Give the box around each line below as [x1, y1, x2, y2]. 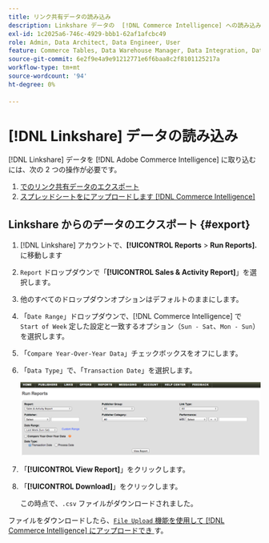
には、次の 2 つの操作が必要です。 [8, 165, 122, 175]
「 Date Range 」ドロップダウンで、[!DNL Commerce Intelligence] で [19, 312, 242, 321]
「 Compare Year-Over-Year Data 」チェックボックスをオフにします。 [19, 348, 243, 358]
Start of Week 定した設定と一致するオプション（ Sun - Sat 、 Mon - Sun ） [19, 321, 260, 332]
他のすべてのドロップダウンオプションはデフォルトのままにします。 [19, 295, 243, 304]
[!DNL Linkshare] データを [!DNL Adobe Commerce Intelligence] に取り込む [8, 155, 256, 164]
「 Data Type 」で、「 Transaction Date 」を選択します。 [19, 365, 197, 376]
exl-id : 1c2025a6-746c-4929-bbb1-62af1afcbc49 [8, 30, 167, 38]
